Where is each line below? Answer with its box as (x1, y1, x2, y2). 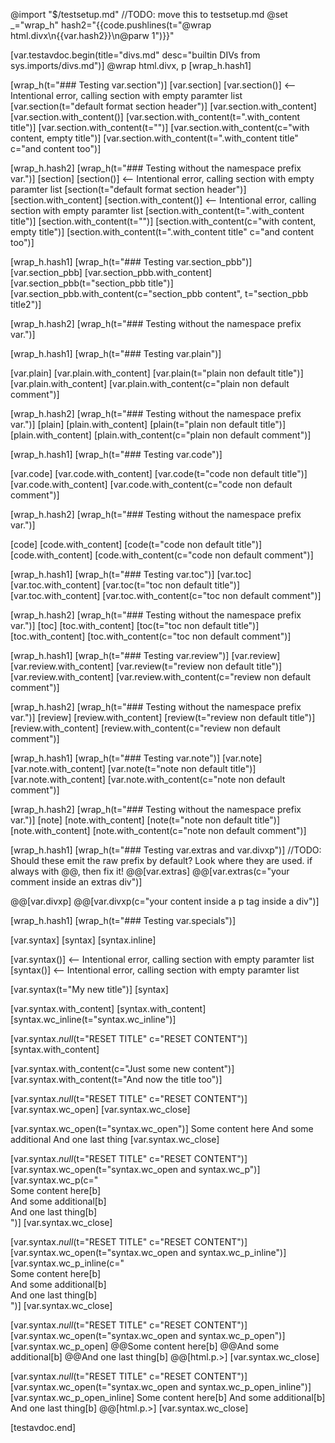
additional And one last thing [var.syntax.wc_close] (10, 1134, 220, 1145)
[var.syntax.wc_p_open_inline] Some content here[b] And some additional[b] (10, 1392, 326, 1403)
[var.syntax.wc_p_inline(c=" (10, 1257, 125, 1269)
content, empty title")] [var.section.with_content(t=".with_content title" (10, 132, 299, 144)
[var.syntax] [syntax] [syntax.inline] (10, 934, 157, 946)
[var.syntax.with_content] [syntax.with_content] (10, 1003, 207, 1014)
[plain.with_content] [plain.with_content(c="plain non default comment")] (10, 429, 312, 441)
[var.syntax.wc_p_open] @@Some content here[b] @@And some (10, 1340, 280, 1352)
